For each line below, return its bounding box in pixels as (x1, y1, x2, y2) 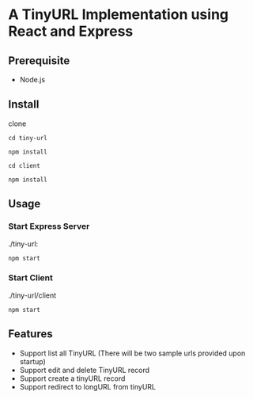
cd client (8, 161, 41, 169)
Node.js (19, 75, 46, 84)
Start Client (8, 272, 54, 283)
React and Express (8, 22, 134, 40)
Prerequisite (8, 54, 70, 67)
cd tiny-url (8, 134, 47, 142)
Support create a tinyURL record (19, 374, 126, 383)
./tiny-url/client (8, 291, 57, 300)
